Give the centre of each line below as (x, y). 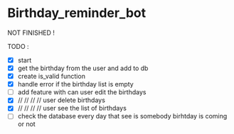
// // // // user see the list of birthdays (72, 108)
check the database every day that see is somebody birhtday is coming (122, 116)
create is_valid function (51, 77)
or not (26, 124)
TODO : (18, 46)
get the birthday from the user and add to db (83, 68)
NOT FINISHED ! (31, 33)
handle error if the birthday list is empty (75, 84)
